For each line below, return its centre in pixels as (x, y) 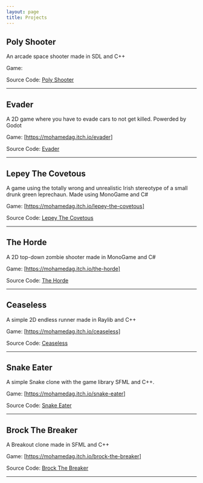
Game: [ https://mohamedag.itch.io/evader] (60, 137)
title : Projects (27, 18)
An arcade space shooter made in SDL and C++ (66, 56)
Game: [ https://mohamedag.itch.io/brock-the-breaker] (74, 456)
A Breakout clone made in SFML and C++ (58, 445)
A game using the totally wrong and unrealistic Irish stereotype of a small (97, 188)
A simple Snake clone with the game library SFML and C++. (80, 382)
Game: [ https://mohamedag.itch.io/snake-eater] (66, 394)
